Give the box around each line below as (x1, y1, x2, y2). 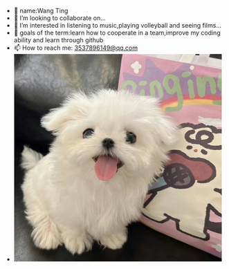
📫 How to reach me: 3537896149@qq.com (13, 44, 138, 52)
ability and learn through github (13, 36, 104, 44)
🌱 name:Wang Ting (13, 7, 68, 15)
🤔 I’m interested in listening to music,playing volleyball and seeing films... (13, 21, 221, 29)
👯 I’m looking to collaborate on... (13, 14, 106, 22)
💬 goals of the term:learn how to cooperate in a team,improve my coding (13, 28, 221, 37)
